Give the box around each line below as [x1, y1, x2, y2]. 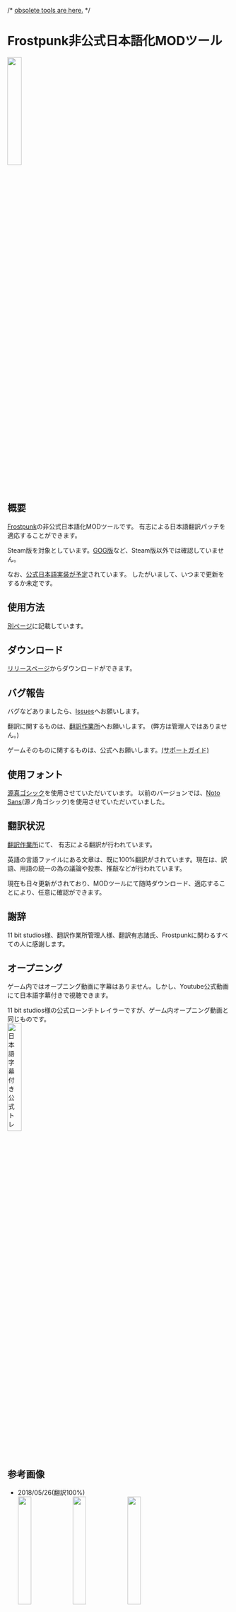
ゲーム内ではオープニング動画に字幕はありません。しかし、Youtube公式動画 [7, 982, 230, 991]
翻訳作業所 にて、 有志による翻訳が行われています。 [7, 840, 157, 849]
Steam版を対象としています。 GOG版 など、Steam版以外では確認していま [7, 546, 218, 554]
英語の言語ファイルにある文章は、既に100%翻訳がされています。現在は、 [7, 855, 221, 864]
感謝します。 [31, 939, 69, 948]
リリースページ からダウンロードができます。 [7, 664, 136, 673]
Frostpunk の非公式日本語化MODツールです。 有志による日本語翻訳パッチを [7, 522, 226, 531]
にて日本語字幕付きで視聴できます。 [7, 991, 112, 999]
